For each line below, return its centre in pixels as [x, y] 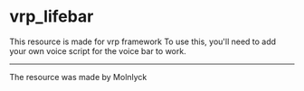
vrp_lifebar [52, 17]
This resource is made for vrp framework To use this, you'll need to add [143, 41]
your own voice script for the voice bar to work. [98, 50]
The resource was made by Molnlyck [78, 77]
